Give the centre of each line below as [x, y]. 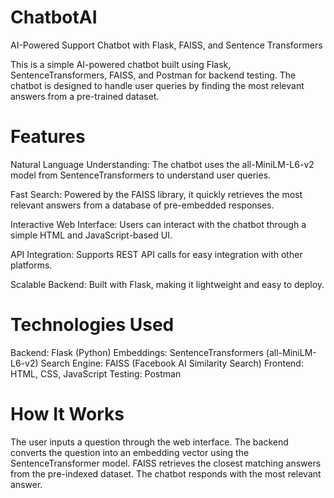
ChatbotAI [54, 17]
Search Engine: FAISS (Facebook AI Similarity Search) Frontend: [172, 363]
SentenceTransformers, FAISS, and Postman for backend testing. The [153, 75]
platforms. [31, 265]
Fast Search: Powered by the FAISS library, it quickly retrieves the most [156, 194]
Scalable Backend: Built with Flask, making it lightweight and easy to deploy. [167, 284]
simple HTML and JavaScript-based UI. [91, 235]
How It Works [67, 414]
